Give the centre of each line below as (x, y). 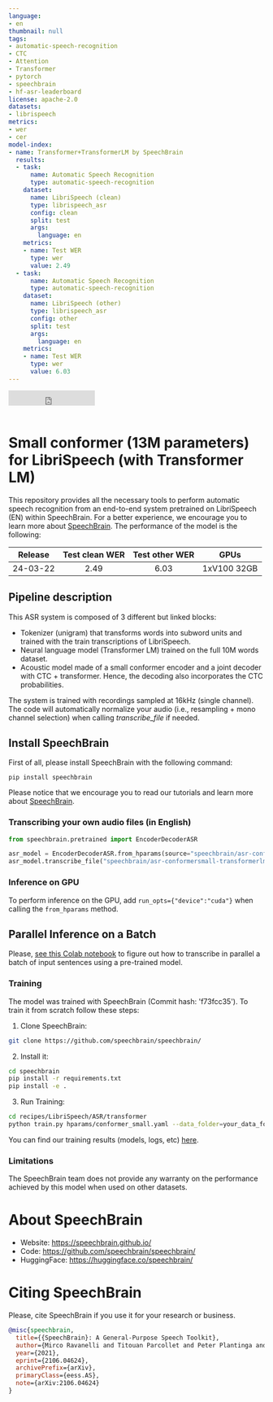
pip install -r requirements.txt (65, 1079)
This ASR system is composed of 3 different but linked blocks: (113, 617)
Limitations (31, 1160)
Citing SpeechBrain (75, 1293)
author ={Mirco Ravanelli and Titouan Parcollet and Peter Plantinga (134, 1345)
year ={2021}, (38, 1353)
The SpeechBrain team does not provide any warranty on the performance (133, 1179)
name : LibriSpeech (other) (76, 304)
